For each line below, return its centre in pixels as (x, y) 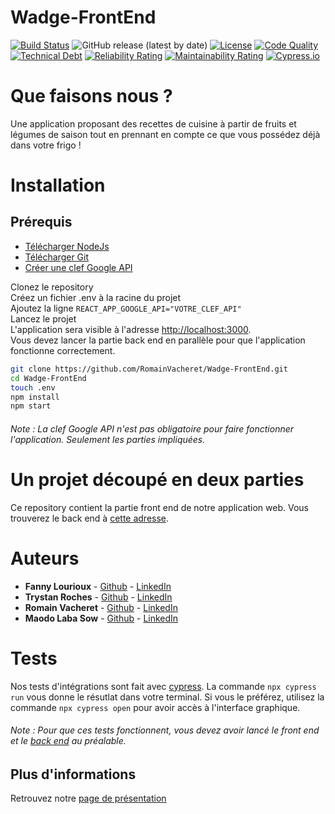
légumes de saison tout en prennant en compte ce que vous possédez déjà (165, 134)
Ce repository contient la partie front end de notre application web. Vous (159, 507)
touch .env (33, 387)
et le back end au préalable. (68, 741)
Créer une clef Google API (78, 267)
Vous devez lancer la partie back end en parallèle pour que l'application (158, 340)
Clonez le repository (52, 287)
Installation (58, 185)
